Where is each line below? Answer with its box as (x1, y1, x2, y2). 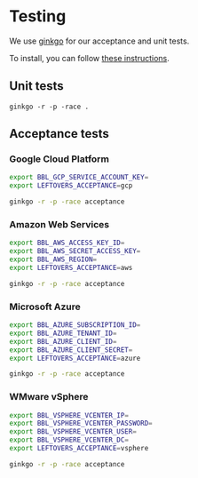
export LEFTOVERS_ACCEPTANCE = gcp (9, 181, 133, 190)
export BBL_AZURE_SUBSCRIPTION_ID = (9, 321, 141, 330)
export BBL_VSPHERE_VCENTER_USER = (9, 427, 138, 436)
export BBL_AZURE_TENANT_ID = (9, 329, 117, 338)
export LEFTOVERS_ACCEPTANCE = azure (9, 354, 141, 362)
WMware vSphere (9, 391, 89, 403)
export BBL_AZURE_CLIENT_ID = (9, 337, 117, 346)
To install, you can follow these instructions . (9, 52, 170, 63)
